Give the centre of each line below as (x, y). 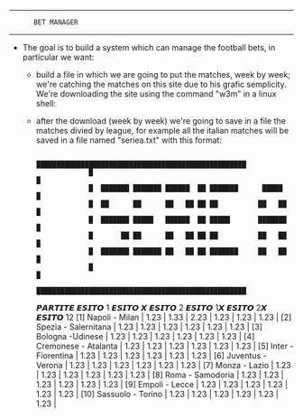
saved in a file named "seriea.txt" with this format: (129, 140)
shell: (46, 103)
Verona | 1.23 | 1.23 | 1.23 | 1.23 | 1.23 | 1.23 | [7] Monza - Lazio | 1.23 (163, 365)
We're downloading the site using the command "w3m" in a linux (156, 94)
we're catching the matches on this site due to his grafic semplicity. (161, 84)
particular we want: (58, 57)
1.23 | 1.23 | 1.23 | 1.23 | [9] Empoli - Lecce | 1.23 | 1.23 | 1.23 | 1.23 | (162, 384)
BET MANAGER (55, 23)
